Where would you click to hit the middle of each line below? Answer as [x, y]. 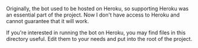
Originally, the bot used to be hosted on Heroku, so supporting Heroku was [98, 9]
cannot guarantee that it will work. [48, 21]
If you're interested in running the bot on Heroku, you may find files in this [96, 33]
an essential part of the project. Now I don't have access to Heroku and [93, 15]
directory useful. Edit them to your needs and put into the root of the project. [99, 39]
